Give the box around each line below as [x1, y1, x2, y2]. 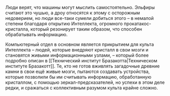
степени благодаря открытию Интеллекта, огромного [5, 20, 123, 27]
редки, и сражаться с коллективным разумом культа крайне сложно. [5, 85, 158, 91]
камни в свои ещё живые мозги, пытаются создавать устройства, [5, 68, 150, 75]
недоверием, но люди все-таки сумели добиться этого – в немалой [5, 15, 154, 21]
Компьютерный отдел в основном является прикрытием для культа [5, 41, 154, 47]
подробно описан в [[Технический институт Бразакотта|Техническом [5, 58, 157, 63]
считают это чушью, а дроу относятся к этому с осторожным [5, 10, 140, 16]
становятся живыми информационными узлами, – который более [5, 52, 149, 58]
